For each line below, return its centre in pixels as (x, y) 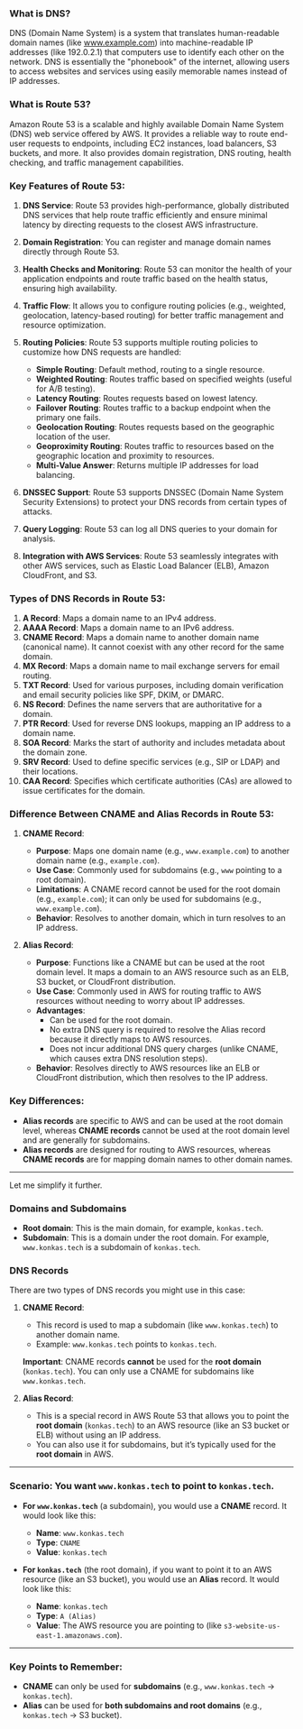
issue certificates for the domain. (84, 791)
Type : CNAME (58, 1542)
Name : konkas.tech (72, 1606)
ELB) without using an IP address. (98, 1435)
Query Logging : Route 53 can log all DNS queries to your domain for (150, 529)
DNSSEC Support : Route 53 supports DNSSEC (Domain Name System (153, 492)
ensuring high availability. (69, 288)
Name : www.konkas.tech (80, 1532)
